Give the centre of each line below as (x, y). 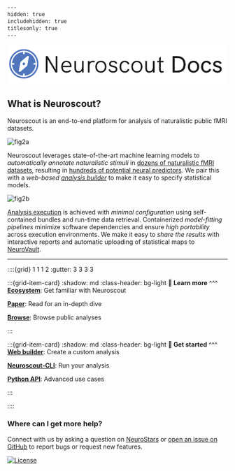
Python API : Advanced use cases (56, 379)
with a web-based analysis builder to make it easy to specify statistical (109, 177)
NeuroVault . (24, 249)
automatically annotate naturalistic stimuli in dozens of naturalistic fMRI (111, 162)
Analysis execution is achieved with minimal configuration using (100, 212)
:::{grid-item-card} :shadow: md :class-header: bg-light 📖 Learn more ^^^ (113, 282)
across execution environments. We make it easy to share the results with (113, 234)
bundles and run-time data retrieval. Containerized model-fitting (130, 219)
